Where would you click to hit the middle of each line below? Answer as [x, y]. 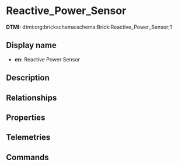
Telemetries [28, 138]
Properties [26, 117]
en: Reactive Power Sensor [47, 59]
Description [28, 78]
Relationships [32, 98]
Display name [31, 45]
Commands [28, 157]
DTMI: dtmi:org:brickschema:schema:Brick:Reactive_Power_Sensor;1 [89, 27]
